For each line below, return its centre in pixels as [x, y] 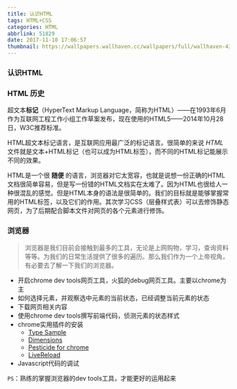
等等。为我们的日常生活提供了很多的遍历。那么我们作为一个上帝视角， [127, 256]
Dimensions [45, 340]
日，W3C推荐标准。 [36, 128]
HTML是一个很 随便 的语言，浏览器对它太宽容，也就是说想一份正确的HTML [116, 175]
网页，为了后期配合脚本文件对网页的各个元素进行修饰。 [87, 211]
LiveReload [44, 354]
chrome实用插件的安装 [50, 324]
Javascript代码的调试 [48, 363]
